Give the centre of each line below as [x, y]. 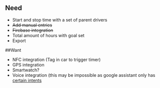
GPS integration [28, 65]
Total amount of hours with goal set [48, 35]
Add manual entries [32, 25]
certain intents [27, 80]
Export [19, 41]
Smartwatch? [26, 70]
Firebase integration [33, 30]
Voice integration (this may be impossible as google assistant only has [84, 75]
